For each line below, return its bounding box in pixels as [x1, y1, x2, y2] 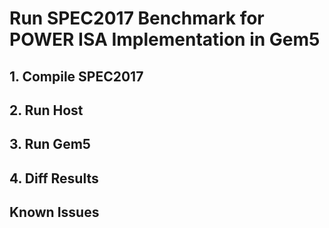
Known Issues [9, 204, 100, 221]
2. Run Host [9, 102, 84, 119]
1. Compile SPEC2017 [9, 68, 144, 85]
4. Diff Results [9, 170, 99, 187]
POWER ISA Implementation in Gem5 [9, 28, 321, 51]
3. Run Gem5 [9, 136, 91, 153]
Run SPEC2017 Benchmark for [9, 7, 265, 30]
